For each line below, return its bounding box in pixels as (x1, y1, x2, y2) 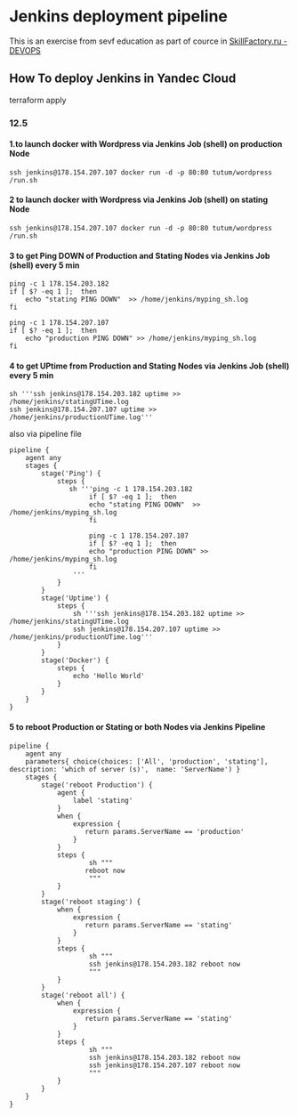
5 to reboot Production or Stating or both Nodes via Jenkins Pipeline (9, 722, 266, 733)
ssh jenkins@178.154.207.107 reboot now (88, 1061, 241, 1070)
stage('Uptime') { (41, 594, 109, 603)
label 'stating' (72, 796, 133, 805)
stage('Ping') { (41, 469, 101, 478)
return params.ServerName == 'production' (85, 827, 245, 836)
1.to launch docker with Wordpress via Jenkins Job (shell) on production (9, 139, 283, 150)
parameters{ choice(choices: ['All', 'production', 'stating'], (25, 757, 269, 766)
